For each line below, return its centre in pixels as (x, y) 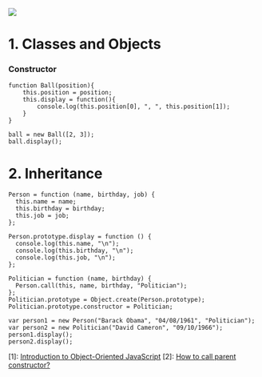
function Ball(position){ (51, 86)
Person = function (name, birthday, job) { (82, 195)
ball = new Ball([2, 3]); (51, 135)
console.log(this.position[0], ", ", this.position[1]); (133, 107)
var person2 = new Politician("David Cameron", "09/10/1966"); (116, 328)
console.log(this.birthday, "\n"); (75, 251)
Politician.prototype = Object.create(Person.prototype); (107, 300)
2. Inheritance (56, 173)
